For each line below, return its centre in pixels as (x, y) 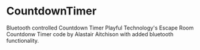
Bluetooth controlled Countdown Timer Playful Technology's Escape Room (100, 28)
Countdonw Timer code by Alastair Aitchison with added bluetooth (90, 34)
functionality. (23, 40)
